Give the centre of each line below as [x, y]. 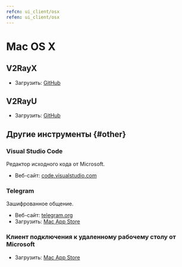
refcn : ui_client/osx [33, 12]
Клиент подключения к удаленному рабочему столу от [91, 237]
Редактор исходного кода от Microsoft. [56, 164]
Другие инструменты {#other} [66, 134]
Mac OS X [31, 47]
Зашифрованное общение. [40, 204]
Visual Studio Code [34, 151]
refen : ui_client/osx [33, 17]
